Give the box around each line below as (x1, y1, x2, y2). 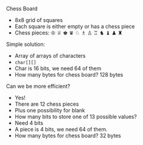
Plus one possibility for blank (14, 107, 86, 114)
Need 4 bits (14, 119, 43, 127)
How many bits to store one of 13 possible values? (14, 113, 137, 120)
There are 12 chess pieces (14, 100, 79, 108)
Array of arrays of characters (14, 52, 86, 59)
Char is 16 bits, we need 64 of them (14, 65, 102, 72)
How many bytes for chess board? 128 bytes (14, 71, 123, 78)
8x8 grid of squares (14, 17, 63, 23)
